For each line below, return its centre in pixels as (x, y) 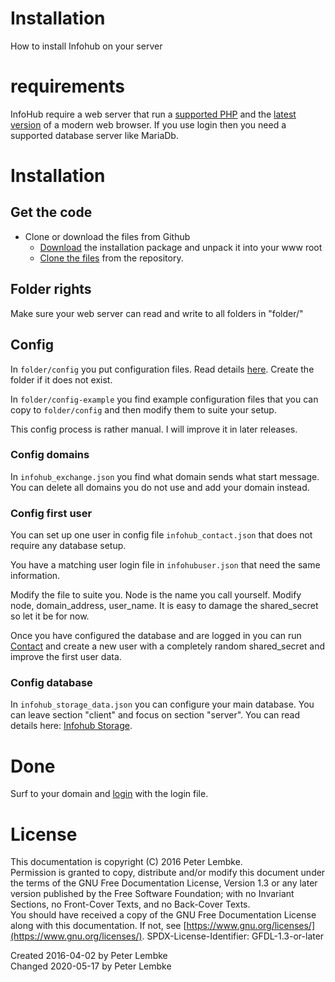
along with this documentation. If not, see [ (98, 926)
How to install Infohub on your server (86, 46)
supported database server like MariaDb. (94, 135)
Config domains (50, 455)
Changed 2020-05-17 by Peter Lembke (91, 966)
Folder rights (51, 289)
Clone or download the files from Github (107, 236)
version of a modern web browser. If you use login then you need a (148, 124)
